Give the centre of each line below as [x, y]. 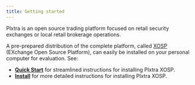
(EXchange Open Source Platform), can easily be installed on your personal [98, 52]
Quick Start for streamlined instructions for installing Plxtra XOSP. [95, 69]
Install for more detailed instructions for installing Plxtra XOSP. [91, 76]
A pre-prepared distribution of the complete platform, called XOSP [87, 46]
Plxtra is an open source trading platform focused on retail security [88, 28]
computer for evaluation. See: [42, 58]
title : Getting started [35, 11]
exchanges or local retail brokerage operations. [64, 34]
